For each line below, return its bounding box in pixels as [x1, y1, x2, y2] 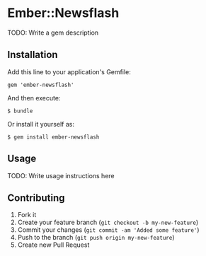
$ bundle [7, 107, 33, 115]
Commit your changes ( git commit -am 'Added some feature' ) [17, 226, 200, 234]
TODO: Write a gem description [7, 28, 99, 37]
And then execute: [7, 93, 61, 102]
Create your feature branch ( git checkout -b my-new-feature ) [17, 218, 199, 227]
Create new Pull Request [17, 240, 90, 249]
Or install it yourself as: [7, 120, 74, 128]
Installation [7, 49, 58, 61]
